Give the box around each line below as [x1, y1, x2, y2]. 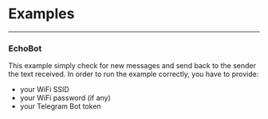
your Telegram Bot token [19, 102, 101, 111]
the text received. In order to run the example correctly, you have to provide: [8, 69, 259, 79]
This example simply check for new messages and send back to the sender [8, 61, 257, 71]
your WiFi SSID [19, 85, 69, 94]
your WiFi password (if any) [19, 93, 112, 103]
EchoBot [8, 43, 42, 54]
